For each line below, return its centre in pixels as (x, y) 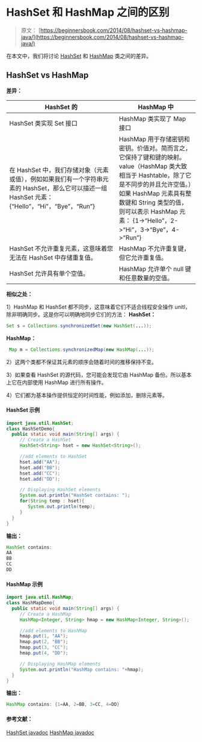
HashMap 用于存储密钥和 (155, 139)
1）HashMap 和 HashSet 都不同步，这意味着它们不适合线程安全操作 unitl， (99, 307)
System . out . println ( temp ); (62, 507)
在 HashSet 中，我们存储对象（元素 (59, 170)
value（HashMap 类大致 (153, 166)
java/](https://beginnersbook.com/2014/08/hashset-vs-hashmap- (103, 37)
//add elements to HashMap (53, 631)
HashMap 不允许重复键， (155, 248)
